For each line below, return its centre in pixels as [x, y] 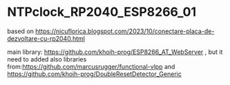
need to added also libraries [47, 59]
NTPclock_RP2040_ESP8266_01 [102, 12]
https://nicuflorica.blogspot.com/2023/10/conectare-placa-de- [125, 31]
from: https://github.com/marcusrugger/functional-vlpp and [91, 66]
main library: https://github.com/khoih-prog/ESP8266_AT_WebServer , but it [115, 52]
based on [21, 31]
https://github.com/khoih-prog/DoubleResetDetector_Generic [94, 74]
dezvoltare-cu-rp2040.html [46, 38]
